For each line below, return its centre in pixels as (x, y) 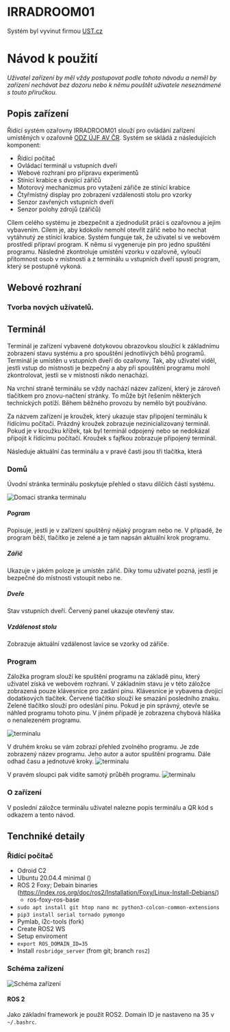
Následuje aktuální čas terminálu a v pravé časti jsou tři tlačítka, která (105, 451)
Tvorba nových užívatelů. (50, 307)
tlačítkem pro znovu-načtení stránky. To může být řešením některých (104, 396)
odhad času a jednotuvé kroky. (51, 761)
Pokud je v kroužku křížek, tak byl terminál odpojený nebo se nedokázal (108, 431)
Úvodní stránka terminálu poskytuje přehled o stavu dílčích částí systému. (111, 484)
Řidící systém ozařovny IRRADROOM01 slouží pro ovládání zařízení (101, 130)
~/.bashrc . (22, 1022)
